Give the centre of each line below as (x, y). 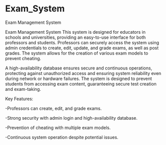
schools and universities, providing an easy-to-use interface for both (76, 37)
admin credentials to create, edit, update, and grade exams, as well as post (82, 48)
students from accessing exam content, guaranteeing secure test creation (81, 84)
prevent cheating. (23, 58)
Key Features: (19, 99)
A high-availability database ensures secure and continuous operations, (79, 68)
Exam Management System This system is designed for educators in (75, 32)
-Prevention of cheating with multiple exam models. (58, 128)
